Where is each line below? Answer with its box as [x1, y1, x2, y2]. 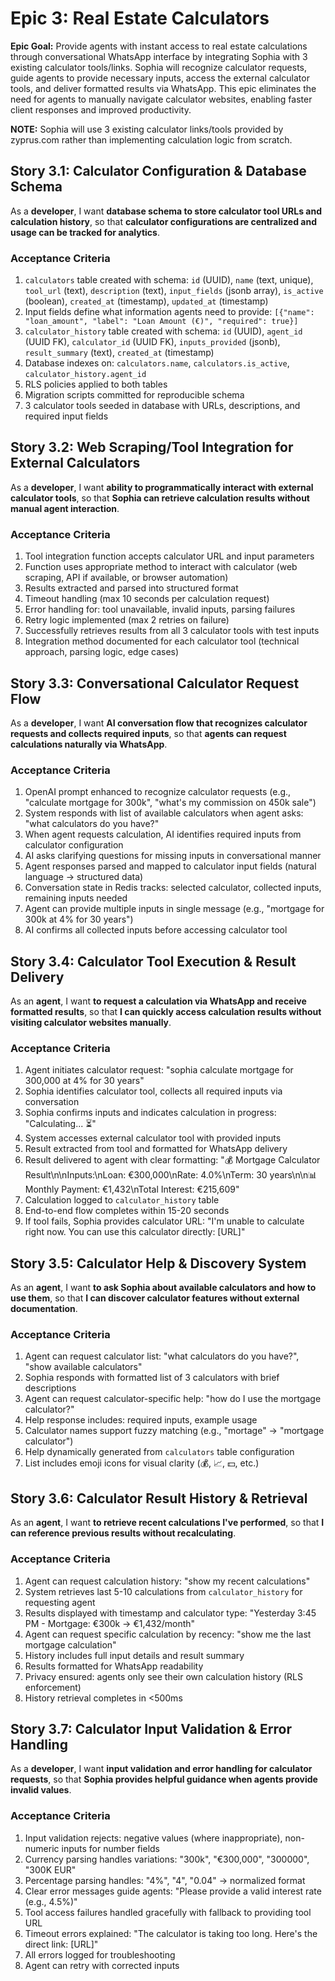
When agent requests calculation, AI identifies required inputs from [24, 828, 302, 841]
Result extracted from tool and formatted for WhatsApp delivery [24, 1143, 288, 1155]
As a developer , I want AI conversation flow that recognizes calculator [10, 717, 308, 729]
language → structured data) [24, 871, 144, 883]
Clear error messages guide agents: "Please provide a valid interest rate [24, 1885, 322, 1897]
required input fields [24, 410, 109, 422]
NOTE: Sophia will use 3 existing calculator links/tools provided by [10, 123, 284, 135]
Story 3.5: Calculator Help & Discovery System [10, 1255, 307, 1272]
